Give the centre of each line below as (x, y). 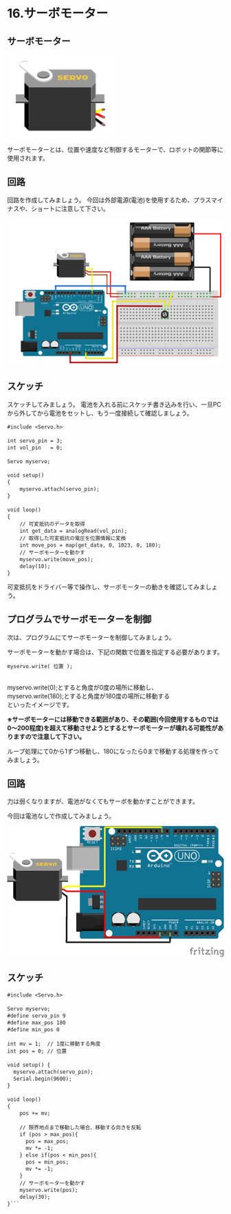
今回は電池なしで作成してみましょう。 (61, 816)
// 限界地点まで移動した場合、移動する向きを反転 (80, 1127)
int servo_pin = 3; (35, 441)
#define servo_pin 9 (37, 1016)
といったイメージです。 (40, 705)
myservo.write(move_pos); (57, 559)
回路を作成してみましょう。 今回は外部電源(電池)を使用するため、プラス (109, 199)
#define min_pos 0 (33, 1029)
